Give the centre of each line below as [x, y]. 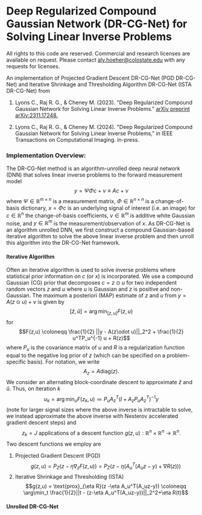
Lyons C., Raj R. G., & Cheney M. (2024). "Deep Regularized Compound [104, 127]
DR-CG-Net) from [28, 90]
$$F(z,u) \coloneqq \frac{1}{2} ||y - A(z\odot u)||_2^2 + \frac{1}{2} [101, 332]
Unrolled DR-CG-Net [33, 506]
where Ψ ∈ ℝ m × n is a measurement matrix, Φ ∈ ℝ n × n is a [80, 201]
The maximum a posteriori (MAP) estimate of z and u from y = [109, 295]
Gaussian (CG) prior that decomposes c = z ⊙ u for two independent [92, 283]
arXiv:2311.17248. [36, 115]
